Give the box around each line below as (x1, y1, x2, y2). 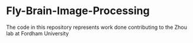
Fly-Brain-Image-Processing (6, 4, 150, 18)
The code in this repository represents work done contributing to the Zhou (6, 24, 188, 31)
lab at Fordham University (6, 29, 69, 37)
